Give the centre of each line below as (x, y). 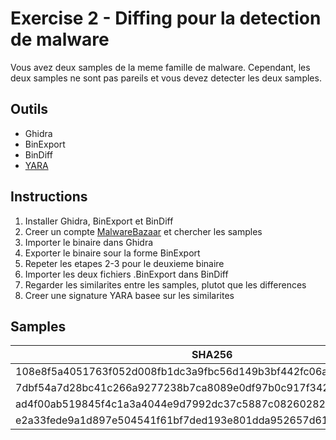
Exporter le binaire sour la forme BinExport (112, 253)
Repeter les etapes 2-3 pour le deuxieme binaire (124, 263)
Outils (29, 109)
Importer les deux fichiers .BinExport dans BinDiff (126, 274)
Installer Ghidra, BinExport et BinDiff (99, 221)
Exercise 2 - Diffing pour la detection (166, 18)
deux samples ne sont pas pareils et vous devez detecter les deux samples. (166, 78)
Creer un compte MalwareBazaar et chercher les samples (143, 231)
